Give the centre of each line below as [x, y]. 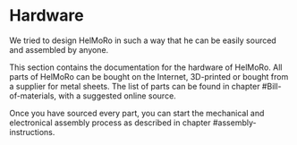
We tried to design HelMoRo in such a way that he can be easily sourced [143, 40]
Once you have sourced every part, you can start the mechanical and [137, 113]
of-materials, [33, 96]
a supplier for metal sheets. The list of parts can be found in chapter [135, 86]
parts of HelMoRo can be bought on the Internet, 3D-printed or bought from [149, 76]
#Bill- [272, 86]
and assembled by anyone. [59, 49]
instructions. [32, 132]
